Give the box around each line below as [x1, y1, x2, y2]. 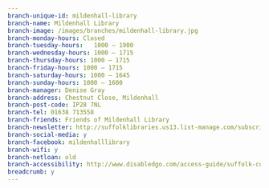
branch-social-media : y [7, 130, 88, 138]
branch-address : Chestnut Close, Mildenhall [7, 94, 159, 102]
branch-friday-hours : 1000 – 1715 [7, 64, 124, 72]
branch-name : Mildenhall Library [7, 19, 120, 27]
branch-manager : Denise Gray [7, 86, 105, 94]
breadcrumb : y [7, 168, 55, 176]
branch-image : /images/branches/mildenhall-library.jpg [7, 26, 198, 34]
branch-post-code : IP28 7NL [7, 101, 102, 109]
